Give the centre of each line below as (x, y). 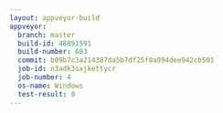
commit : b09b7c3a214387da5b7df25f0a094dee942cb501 (116, 60)
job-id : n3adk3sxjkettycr (67, 69)
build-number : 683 (53, 52)
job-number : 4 (44, 77)
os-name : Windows (51, 86)
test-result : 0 (47, 94)
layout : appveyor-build (55, 18)
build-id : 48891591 (55, 43)
